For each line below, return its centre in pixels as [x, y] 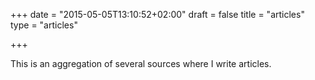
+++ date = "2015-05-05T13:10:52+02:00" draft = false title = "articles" [157, 14]
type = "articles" [44, 25]
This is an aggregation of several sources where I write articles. [141, 63]
